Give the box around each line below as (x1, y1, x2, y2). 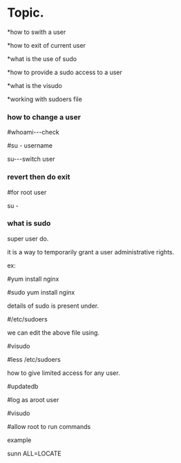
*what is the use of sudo (7, 54, 77, 63)
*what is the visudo (7, 81, 62, 89)
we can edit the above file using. (7, 328, 100, 337)
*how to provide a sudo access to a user (7, 68, 123, 76)
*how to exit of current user (7, 41, 86, 49)
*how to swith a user (7, 28, 66, 36)
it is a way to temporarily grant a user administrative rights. (7, 247, 175, 256)
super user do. (7, 234, 49, 243)
